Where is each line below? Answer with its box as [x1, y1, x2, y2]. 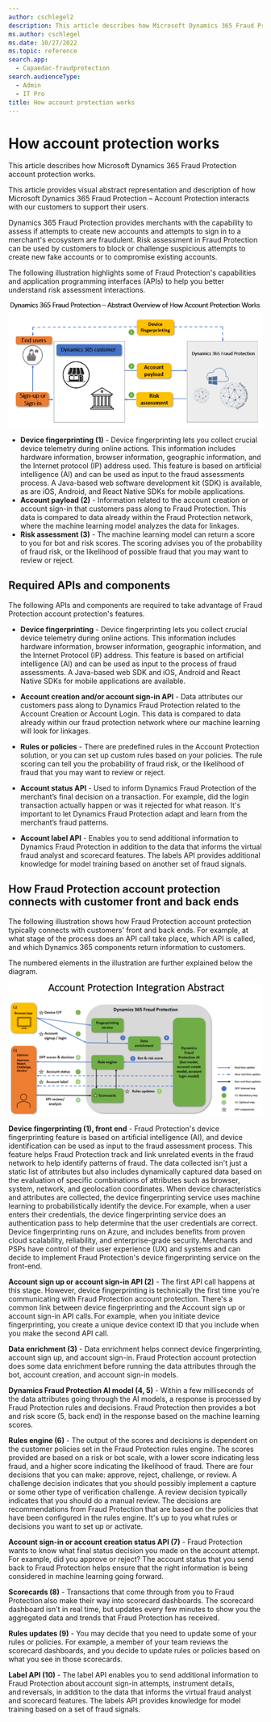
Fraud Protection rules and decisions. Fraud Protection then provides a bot [8, 1403, 256, 1412]
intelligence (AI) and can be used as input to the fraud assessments [19, 469, 244, 479]
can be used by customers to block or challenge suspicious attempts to [8, 243, 246, 254]
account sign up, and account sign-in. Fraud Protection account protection [8, 1353, 256, 1362]
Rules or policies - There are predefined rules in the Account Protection [19, 741, 260, 751]
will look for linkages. [19, 726, 91, 736]
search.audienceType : [8, 73, 81, 81]
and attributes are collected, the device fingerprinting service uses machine [8, 1192, 261, 1202]
